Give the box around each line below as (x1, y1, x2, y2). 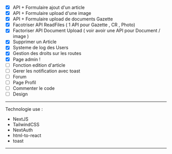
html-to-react (12, 132, 41, 138)
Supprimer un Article (12, 38, 57, 45)
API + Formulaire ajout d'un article (12, 5, 85, 10)
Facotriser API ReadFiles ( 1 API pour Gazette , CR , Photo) (12, 22, 136, 28)
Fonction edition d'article (12, 62, 66, 68)
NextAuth (12, 127, 33, 133)
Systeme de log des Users (12, 45, 69, 51)
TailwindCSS (12, 121, 40, 127)
